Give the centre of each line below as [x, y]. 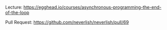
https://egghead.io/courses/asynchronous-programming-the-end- [93, 7]
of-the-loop [17, 12]
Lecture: [14, 7]
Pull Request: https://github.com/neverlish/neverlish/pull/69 [67, 22]
